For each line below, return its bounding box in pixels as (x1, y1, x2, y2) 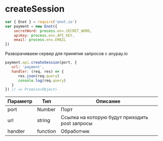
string (37, 117, 50, 124)
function (37, 128, 56, 135)
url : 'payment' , (11, 64, 45, 70)
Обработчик (60, 128, 90, 135)
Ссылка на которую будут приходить (60, 114, 149, 121)
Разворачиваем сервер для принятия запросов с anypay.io (5, 51, 128, 57)
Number (37, 106, 56, 113)
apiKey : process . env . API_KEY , (14, 33, 75, 38)
